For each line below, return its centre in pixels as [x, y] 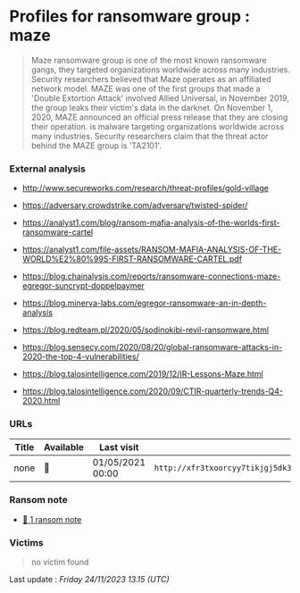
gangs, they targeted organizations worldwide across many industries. [160, 70]
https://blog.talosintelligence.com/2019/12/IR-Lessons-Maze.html [142, 374]
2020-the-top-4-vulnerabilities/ [81, 357]
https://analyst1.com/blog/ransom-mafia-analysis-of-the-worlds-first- [151, 223]
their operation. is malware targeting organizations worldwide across [157, 126]
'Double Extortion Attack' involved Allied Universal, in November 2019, [160, 98]
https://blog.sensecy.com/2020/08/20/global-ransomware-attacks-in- [152, 347]
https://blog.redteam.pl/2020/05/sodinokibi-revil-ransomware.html [146, 330]
